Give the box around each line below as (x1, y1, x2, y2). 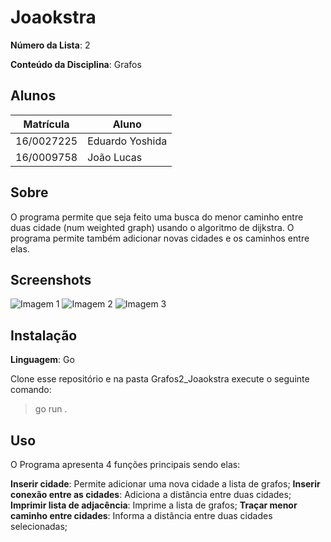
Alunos (10, 87, 57, 105)
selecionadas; (10, 521, 68, 532)
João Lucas (87, 150, 143, 164)
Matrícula (23, 117, 70, 131)
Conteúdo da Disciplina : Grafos (10, 58, 142, 70)
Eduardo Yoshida (87, 134, 168, 148)
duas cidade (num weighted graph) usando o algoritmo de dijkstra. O (10, 221, 295, 233)
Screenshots (10, 271, 92, 288)
